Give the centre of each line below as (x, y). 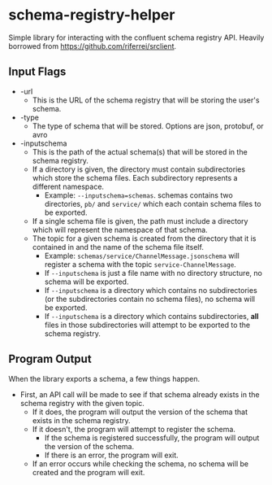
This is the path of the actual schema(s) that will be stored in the (140, 151)
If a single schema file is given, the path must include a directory (140, 221)
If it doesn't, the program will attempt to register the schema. (134, 429)
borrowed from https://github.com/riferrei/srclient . (93, 46)
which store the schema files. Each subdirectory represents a (135, 177)
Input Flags (37, 72)
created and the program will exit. (89, 472)
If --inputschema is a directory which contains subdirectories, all (151, 316)
